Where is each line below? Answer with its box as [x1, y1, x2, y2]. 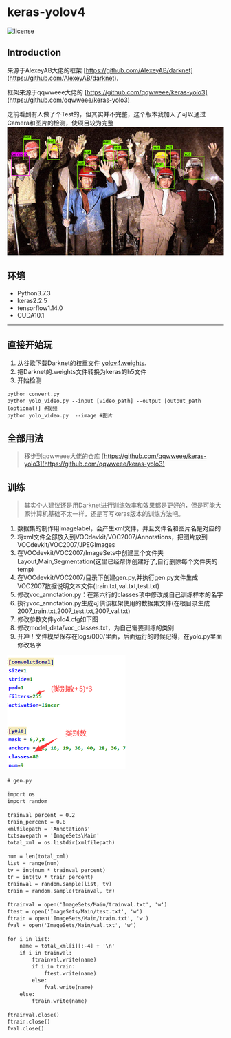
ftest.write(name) [43, 970, 97, 977]
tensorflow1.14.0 [16, 304, 63, 312]
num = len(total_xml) [7, 853, 69, 860]
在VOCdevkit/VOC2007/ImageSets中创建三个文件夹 [16, 549, 164, 557]
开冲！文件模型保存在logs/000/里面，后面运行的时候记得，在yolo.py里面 [16, 632, 223, 641]
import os [7, 791, 36, 798]
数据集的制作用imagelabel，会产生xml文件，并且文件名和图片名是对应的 [16, 524, 221, 532]
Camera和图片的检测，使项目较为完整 [7, 118, 114, 127]
